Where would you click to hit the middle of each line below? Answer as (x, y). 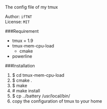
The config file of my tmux (32, 7)
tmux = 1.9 (23, 41)
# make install (26, 91)
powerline (22, 56)
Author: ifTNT (19, 16)
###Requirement (22, 31)
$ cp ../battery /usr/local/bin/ (41, 96)
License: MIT (18, 22)
